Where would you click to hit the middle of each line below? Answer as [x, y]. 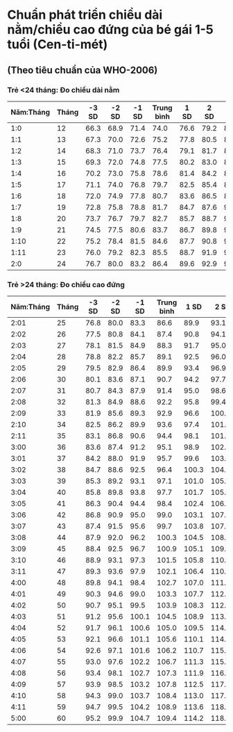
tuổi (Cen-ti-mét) [58, 44]
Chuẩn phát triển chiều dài [85, 15]
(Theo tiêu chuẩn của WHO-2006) [83, 70]
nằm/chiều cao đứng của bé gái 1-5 [110, 30]
